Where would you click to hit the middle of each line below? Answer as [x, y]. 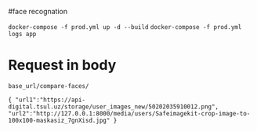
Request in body [62, 65]
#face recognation [38, 11]
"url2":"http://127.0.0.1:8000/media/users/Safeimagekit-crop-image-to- [129, 113]
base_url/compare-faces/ [49, 86]
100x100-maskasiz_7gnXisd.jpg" [59, 120]
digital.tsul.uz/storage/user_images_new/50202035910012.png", [114, 106]
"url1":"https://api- [51, 100]
